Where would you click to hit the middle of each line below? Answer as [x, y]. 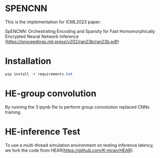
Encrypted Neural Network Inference [42, 36]
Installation [28, 61]
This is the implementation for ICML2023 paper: [53, 22]
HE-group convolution [51, 93]
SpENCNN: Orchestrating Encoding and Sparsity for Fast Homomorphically [80, 31]
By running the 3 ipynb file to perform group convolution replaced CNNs [77, 107]
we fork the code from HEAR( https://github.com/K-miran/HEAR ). [70, 150]
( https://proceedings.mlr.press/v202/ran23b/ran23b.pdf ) [62, 41]
